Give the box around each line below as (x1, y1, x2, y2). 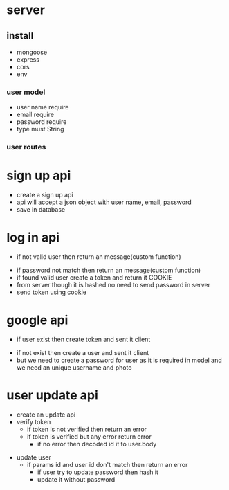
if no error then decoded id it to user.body (37, 439, 157, 448)
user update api (6, 388, 98, 403)
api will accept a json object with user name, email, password (16, 198, 192, 206)
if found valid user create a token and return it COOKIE (16, 273, 172, 282)
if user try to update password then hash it (37, 468, 158, 476)
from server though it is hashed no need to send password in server (16, 281, 211, 289)
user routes (6, 143, 46, 152)
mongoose (16, 48, 48, 56)
